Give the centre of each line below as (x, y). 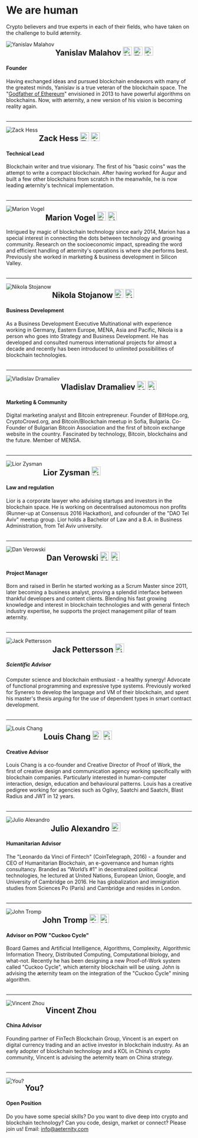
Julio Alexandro (80, 828)
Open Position (24, 1103)
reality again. (22, 106)
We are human (42, 10)
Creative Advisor (27, 752)
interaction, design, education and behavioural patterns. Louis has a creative (99, 784)
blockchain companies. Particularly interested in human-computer (86, 777)
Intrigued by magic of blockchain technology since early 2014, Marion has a (98, 231)
